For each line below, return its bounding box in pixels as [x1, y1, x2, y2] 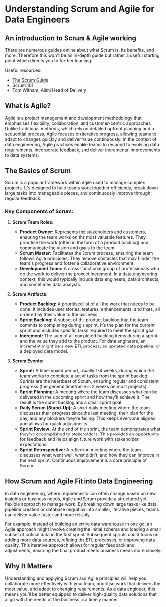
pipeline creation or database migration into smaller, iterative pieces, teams [5, 506, 159, 512]
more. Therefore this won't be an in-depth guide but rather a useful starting [5, 52, 160, 58]
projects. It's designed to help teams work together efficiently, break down [5, 185, 158, 191]
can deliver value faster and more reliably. [5, 511, 91, 518]
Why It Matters [5, 562, 52, 570]
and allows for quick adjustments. [19, 420, 89, 426]
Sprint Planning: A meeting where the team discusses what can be [19, 389, 158, 395]
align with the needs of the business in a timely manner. [5, 596, 119, 602]
